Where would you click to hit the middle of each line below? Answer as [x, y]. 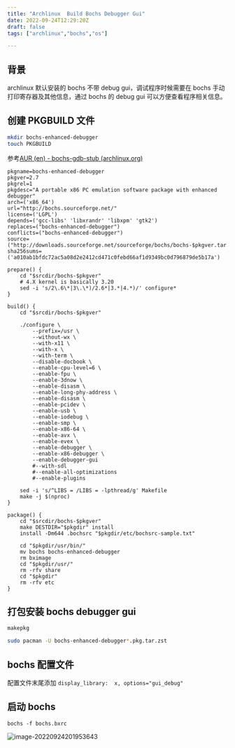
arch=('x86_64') [31, 202]
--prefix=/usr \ [56, 331]
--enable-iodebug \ [61, 417]
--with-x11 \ [51, 343]
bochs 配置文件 [41, 664]
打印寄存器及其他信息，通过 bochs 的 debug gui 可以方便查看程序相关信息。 [117, 97]
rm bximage [36, 558]
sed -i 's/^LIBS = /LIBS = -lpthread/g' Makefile [94, 490]
